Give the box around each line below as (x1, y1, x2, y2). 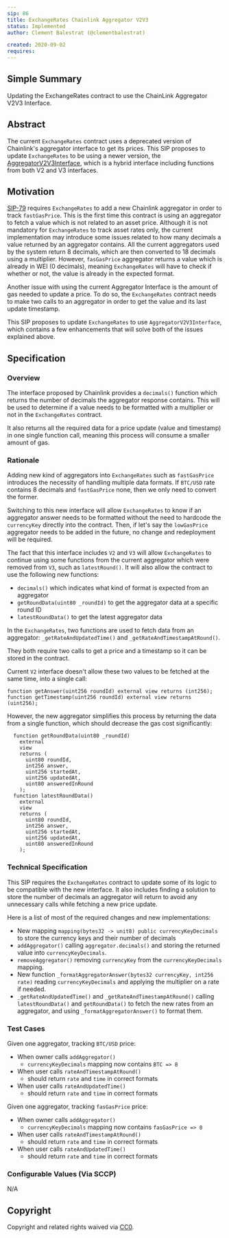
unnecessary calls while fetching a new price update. (7, 900, 158, 908)
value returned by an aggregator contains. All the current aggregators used (7, 241, 219, 249)
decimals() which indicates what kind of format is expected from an (16, 584, 209, 592)
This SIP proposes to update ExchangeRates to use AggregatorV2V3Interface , (7, 318, 222, 326)
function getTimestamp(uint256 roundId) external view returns (7, 694, 192, 701)
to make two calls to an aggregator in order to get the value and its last (7, 298, 207, 306)
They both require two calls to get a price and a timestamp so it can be (7, 647, 207, 655)
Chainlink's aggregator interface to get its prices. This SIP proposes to (7, 144, 206, 152)
